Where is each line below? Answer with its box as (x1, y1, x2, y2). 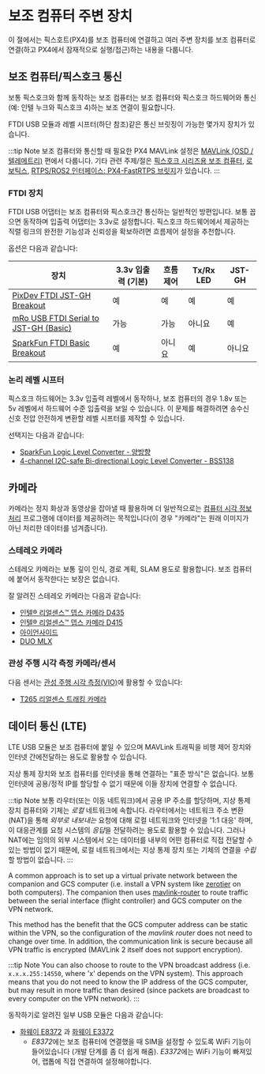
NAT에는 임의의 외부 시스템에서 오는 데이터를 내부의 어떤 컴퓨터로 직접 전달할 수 (8, 835, 254, 845)
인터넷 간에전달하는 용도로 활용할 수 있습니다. (8, 752, 147, 762)
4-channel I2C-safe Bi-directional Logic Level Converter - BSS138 (19, 456, 234, 466)
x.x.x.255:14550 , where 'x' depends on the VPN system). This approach (8, 968, 243, 978)
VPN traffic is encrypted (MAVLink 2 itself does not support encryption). (8, 944, 243, 954)
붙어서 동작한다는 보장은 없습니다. (16, 574, 120, 584)
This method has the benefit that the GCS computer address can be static (8, 919, 248, 929)
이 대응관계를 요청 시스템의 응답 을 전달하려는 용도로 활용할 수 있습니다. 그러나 (8, 825, 246, 834)
